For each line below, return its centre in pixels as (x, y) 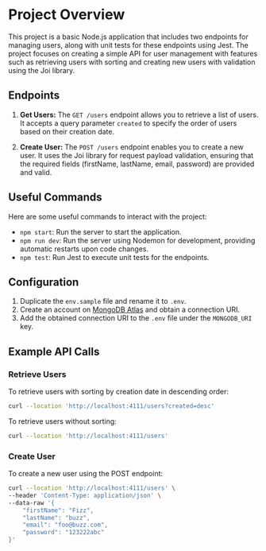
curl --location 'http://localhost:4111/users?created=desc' (112, 406)
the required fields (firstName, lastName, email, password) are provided (137, 164)
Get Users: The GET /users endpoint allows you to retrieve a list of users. (139, 114)
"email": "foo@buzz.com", (66, 525)
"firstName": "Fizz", (58, 510)
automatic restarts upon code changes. (84, 249)
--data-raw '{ (32, 502)
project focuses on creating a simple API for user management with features (133, 53)
